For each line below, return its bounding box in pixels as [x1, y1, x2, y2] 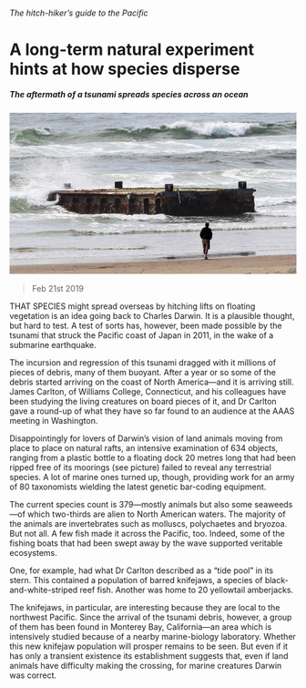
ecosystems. [9, 548, 57, 559]
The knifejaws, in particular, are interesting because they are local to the [9, 602, 280, 613]
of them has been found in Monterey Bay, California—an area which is [9, 621, 272, 632]
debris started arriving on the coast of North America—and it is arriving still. [9, 376, 294, 387]
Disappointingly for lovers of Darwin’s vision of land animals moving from [9, 433, 283, 444]
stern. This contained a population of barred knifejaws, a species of [9, 575, 263, 586]
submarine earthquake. [9, 340, 97, 351]
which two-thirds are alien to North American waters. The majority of [26, 508, 286, 519]
